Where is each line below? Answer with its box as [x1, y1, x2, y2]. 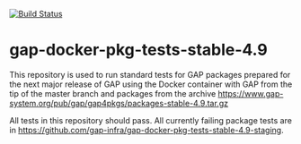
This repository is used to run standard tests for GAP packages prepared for [9, 69, 291, 80]
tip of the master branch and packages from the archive [9, 88, 217, 98]
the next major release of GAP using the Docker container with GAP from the [9, 79, 293, 89]
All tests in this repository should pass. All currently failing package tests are [9, 114, 292, 125]
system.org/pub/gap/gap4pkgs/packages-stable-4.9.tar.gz [9, 97, 229, 108]
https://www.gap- [217, 88, 284, 98]
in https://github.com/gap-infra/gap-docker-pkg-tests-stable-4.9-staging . [9, 124, 285, 135]
